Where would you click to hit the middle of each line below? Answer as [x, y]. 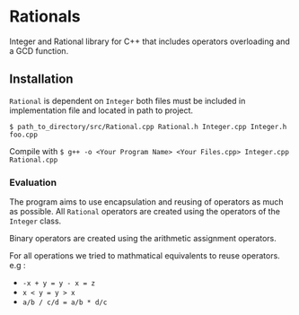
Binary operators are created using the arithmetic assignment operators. [143, 239]
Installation [41, 79]
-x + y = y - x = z [59, 284]
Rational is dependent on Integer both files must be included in [128, 101]
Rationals [45, 17]
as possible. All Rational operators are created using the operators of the [145, 212]
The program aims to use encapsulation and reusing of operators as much [147, 202]
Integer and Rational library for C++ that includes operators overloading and [149, 41]
